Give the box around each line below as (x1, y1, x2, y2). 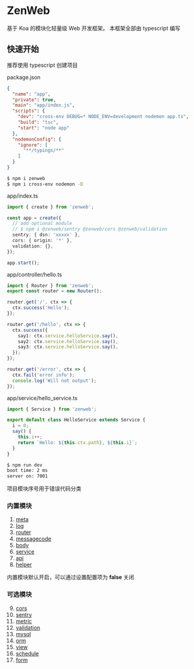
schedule (15, 650, 39, 657)
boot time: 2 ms (7, 468, 48, 474)
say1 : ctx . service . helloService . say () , (18, 333, 119, 339)
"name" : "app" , (12, 91, 51, 97)
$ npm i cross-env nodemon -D (7, 181, 84, 187)
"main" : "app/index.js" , (12, 102, 75, 108)
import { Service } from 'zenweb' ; (7, 406, 97, 412)
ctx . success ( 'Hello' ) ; (12, 305, 70, 311)
